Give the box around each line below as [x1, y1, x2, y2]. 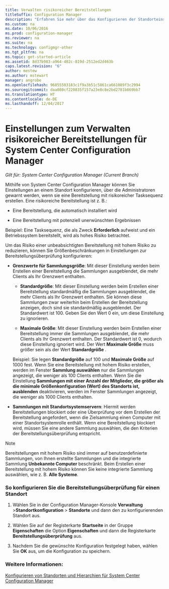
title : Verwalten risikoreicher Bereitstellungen [5, 7, 112, 13]
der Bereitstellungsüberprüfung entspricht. [12, 431, 102, 437]
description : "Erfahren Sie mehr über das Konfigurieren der [5, 17, 136, 22]
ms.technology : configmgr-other [5, 45, 73, 50]
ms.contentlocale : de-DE [5, 96, 57, 101]
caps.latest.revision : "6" [5, 64, 62, 69]
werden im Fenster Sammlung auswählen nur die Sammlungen [12, 367, 144, 373]
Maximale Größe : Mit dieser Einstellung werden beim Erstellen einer [20, 325, 162, 331]
